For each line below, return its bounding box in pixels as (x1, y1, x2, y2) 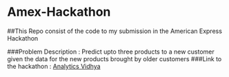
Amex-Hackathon (7, 4, 111, 20)
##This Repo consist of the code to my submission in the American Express (7, 27, 223, 35)
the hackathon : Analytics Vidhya (7, 62, 101, 70)
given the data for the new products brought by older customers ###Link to (7, 54, 222, 63)
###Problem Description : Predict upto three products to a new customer (7, 47, 215, 56)
